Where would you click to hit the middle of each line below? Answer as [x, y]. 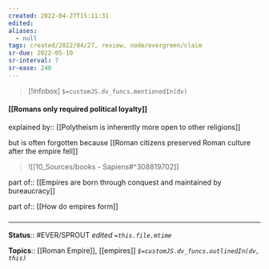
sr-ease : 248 [30, 68]
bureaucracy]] [32, 190]
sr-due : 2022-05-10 [41, 53]
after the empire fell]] [43, 151]
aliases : [23, 31]
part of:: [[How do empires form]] [63, 206]
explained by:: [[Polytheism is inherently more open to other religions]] [124, 127]
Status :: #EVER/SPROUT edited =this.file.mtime [90, 235]
